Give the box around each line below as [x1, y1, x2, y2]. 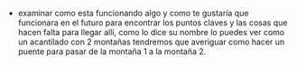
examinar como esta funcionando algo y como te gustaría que [17, 8, 249, 18]
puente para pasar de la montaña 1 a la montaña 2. [17, 46, 207, 57]
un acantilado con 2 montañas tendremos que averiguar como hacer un [17, 36, 285, 47]
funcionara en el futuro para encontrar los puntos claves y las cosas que [17, 17, 288, 28]
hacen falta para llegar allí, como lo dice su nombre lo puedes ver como [17, 27, 285, 37]
